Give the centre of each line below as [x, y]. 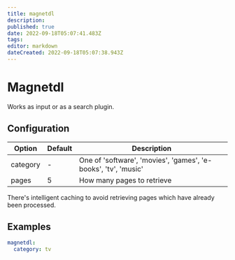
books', [91, 168]
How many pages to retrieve [126, 180]
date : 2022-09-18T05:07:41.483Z [54, 33]
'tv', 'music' [124, 168]
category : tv [33, 250]
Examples [29, 227]
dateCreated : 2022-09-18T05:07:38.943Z [65, 53]
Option [25, 148]
